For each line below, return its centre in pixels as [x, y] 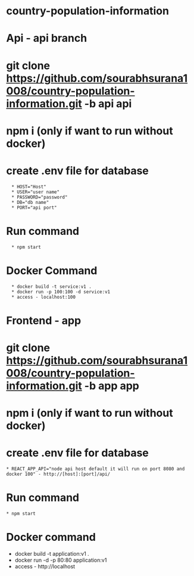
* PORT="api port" [35, 208]
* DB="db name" [30, 202]
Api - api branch [47, 38]
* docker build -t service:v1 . [52, 287]
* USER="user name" [36, 192]
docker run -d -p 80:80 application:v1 [61, 560]
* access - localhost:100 [44, 297]
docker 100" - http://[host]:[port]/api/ [58, 474]
